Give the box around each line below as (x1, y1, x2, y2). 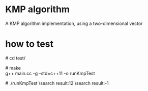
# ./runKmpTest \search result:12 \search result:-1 (5, 80, 109, 86)
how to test (5, 38, 54, 50)
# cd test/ (5, 55, 25, 61)
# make (5, 65, 21, 71)
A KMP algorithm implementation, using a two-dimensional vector (5, 20, 143, 26)
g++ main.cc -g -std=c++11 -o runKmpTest (5, 70, 95, 76)
